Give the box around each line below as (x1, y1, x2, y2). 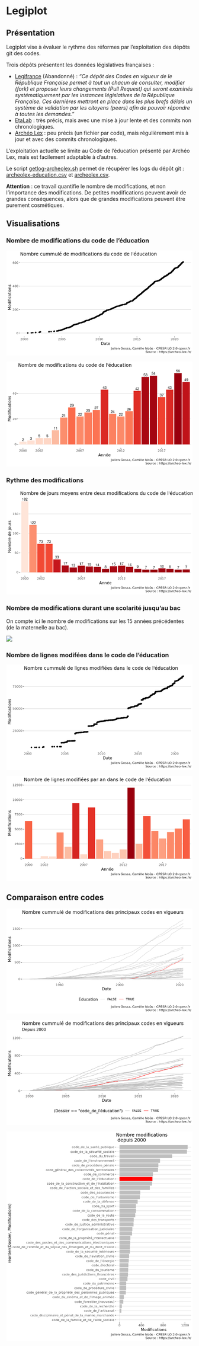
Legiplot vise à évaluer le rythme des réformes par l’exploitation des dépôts (6, 43, 190, 50)
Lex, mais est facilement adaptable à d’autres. (6, 154, 118, 161)
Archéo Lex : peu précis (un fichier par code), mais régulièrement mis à (14, 129, 189, 136)
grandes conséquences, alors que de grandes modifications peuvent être (6, 196, 185, 202)
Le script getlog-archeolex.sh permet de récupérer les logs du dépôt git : (6, 165, 185, 172)
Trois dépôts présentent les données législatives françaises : (6, 61, 155, 68)
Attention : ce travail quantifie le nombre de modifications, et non (6, 183, 166, 190)
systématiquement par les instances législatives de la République (14, 92, 175, 98)
